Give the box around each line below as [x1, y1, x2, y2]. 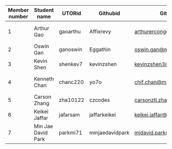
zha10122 [58, 97, 84, 103]
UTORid [62, 10, 81, 17]
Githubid [98, 10, 120, 17]
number [8, 13, 28, 20]
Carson [34, 93, 52, 100]
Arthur [34, 25, 50, 32]
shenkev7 [58, 61, 83, 68]
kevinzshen [89, 61, 117, 68]
